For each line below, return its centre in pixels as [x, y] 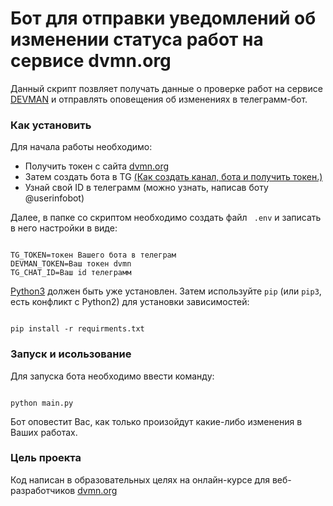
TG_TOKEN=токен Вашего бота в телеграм [93, 255]
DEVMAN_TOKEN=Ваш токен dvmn [71, 264]
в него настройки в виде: [64, 228]
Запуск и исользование [71, 354]
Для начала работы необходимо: [81, 147]
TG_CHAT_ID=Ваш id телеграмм [71, 273]
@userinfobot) [54, 198]
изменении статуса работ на [137, 39]
